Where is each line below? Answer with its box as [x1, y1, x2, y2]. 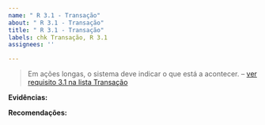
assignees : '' [8, 41, 55, 49]
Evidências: [8, 93, 48, 102]
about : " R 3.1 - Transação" [8, 19, 104, 27]
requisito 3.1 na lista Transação [27, 78, 128, 87]
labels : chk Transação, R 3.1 [8, 33, 108, 42]
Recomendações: [8, 108, 67, 118]
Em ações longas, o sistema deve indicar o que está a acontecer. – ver [27, 69, 257, 79]
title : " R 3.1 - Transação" [8, 26, 104, 34]
